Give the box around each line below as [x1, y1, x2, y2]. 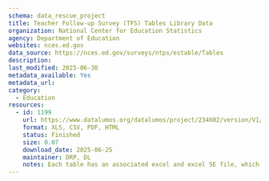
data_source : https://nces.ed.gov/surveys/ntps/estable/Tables [8, 49, 224, 57]
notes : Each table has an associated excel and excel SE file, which [22, 161, 260, 169]
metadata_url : [8, 78, 56, 86]
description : [8, 57, 52, 65]
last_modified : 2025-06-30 [8, 64, 98, 72]
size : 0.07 [22, 138, 59, 147]
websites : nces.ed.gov [8, 42, 84, 50]
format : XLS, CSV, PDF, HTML [22, 123, 120, 131]
